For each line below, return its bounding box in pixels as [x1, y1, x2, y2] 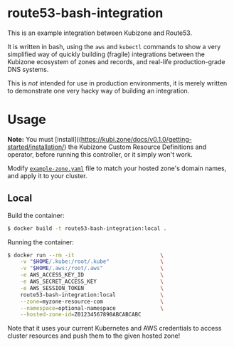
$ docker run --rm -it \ [7, 252, 164, 259]
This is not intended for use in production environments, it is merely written [7, 78, 228, 87]
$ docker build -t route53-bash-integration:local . [7, 224, 167, 232]
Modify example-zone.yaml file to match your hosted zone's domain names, [7, 164, 227, 172]
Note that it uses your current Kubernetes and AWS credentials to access [7, 324, 222, 333]
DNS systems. [7, 65, 49, 73]
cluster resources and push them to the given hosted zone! [7, 331, 181, 340]
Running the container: [7, 237, 75, 247]
